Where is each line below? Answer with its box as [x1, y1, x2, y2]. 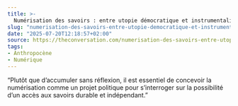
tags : [7, 43, 23, 50]
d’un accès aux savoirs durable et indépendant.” [7, 90, 149, 99]
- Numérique [7, 57, 42, 64]
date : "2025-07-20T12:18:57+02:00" [7, 30, 113, 37]
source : [7, 37, 30, 44]
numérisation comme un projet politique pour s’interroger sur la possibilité [7, 83, 224, 92]
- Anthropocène [7, 50, 52, 57]
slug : [7, 23, 23, 30]
